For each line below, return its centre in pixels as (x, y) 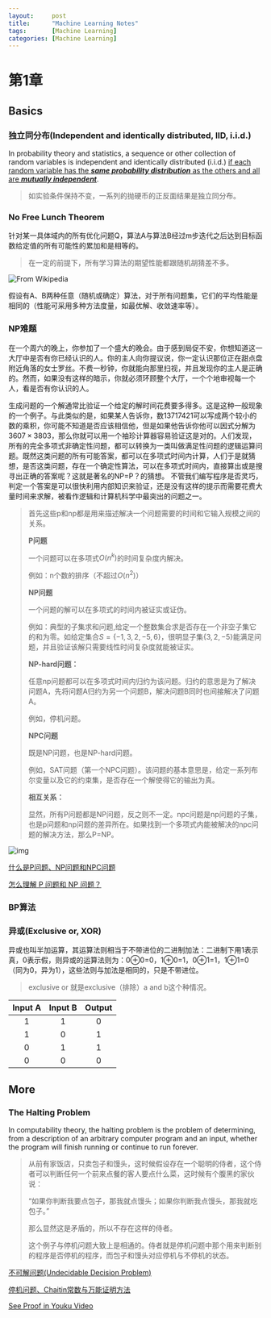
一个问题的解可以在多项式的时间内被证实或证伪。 (109, 610)
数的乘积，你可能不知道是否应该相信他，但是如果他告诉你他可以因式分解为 (132, 425)
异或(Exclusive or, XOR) (55, 931)
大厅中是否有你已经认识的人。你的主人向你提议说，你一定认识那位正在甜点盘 (135, 358)
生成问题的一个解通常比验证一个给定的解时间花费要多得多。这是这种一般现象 (135, 405)
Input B (63, 1007)
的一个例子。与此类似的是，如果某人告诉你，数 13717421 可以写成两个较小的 (133, 415)
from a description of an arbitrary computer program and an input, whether (133, 1138)
